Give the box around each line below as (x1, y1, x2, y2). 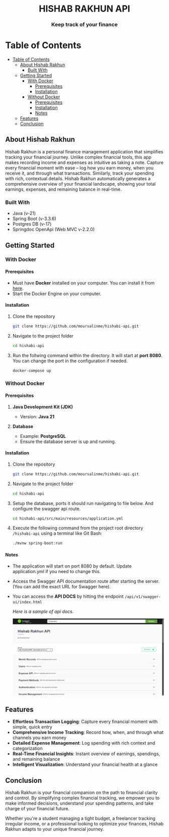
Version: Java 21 (20, 413, 55, 419)
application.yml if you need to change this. (12, 568, 101, 574)
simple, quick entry (12, 724, 53, 730)
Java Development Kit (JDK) (12, 404, 73, 410)
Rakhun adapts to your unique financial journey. (5, 826, 104, 832)
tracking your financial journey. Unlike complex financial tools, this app (5, 154, 152, 160)
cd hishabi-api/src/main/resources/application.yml (12, 516, 123, 521)
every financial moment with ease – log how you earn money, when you (5, 164, 154, 171)
